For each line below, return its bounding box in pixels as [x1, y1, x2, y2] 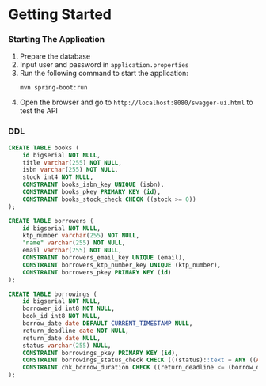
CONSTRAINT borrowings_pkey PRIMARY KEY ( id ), [22, 349, 179, 357]
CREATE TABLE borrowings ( [8, 290, 97, 298]
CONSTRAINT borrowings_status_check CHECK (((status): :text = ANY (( [22, 356, 257, 365]
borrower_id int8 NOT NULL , [22, 305, 115, 313]
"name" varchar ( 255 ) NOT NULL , [22, 239, 126, 247]
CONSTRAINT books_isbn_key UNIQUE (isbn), [22, 180, 165, 189]
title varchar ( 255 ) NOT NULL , [22, 158, 123, 167]
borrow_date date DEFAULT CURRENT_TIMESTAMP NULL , [22, 320, 193, 327]
